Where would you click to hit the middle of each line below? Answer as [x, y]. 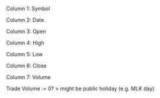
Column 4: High [25, 43]
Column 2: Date [25, 20]
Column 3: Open [26, 31]
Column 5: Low [25, 54]
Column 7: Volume [28, 77]
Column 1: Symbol [28, 9]
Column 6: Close [26, 66]
